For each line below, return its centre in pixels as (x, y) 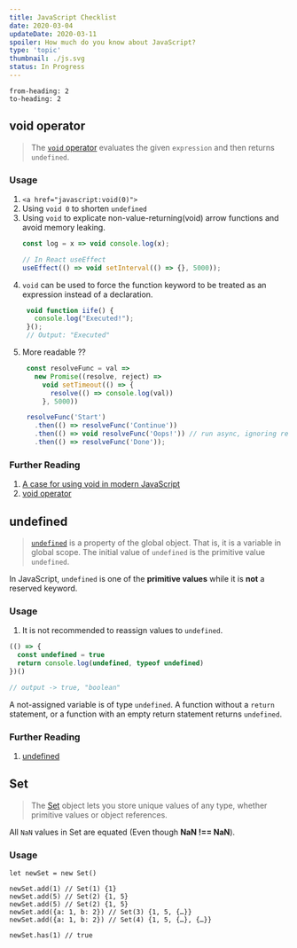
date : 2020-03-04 (41, 26)
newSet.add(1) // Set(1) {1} (63, 889)
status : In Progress (47, 67)
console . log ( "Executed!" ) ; (84, 319)
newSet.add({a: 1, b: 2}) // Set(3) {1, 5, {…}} (101, 913)
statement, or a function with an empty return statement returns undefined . (145, 714)
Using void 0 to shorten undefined (85, 208)
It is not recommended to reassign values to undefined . (122, 631)
